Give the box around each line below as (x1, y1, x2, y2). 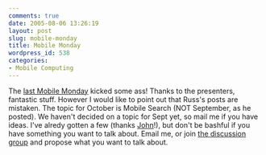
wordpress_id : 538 (8, 49, 70, 57)
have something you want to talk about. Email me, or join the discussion (8, 128, 247, 138)
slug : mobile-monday (8, 34, 78, 43)
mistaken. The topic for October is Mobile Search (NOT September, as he (8, 103, 251, 112)
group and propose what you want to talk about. (8, 137, 168, 147)
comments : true (8, 11, 60, 20)
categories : (8, 57, 48, 65)
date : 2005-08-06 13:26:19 (8, 19, 99, 27)
